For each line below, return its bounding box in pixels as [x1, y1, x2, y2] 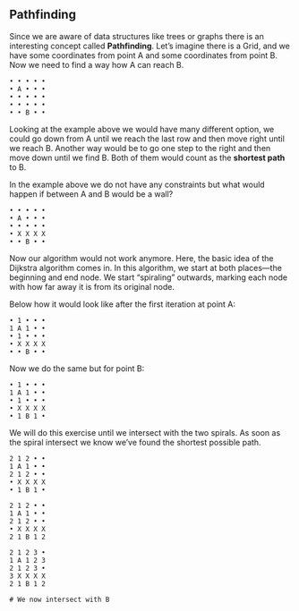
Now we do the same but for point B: [9, 362, 145, 374]
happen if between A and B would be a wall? [9, 188, 174, 199]
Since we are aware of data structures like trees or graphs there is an [9, 30, 264, 41]
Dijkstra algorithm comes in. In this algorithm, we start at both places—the [9, 262, 282, 273]
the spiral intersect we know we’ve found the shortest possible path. [9, 437, 261, 447]
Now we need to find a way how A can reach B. [9, 59, 184, 70]
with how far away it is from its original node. [9, 281, 175, 292]
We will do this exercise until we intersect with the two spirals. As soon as [9, 427, 281, 437]
